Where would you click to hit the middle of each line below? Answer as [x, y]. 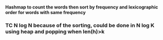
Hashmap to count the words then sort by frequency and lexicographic [82, 7]
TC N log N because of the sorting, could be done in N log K [80, 25]
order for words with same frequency [46, 12]
